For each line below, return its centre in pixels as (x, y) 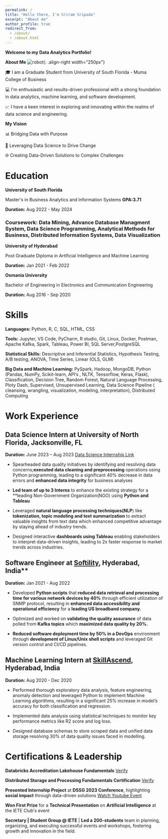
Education (27, 176)
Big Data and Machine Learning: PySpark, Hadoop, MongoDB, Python (78, 369)
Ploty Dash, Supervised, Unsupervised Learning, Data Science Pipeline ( (80, 385)
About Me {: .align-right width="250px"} (55, 62)
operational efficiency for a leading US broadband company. (77, 609)
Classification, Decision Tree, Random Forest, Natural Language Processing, (84, 380)
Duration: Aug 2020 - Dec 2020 (38, 680)
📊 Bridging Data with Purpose (36, 133)
